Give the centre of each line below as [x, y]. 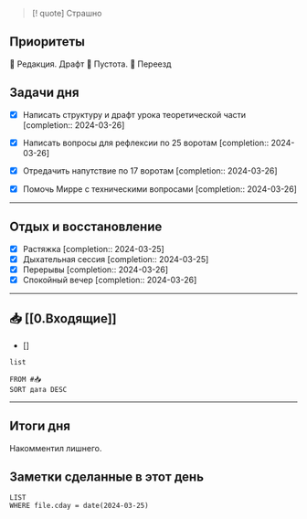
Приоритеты [47, 42]
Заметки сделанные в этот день [106, 477]
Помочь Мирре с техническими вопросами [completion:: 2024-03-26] [159, 189]
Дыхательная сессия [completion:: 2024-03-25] [116, 259]
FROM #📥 [26, 379]
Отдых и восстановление [86, 227]
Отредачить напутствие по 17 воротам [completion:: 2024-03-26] [150, 170]
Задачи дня [44, 93]
